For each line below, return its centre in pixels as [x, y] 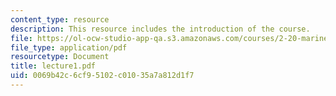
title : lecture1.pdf [53, 66]
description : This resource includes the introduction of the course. [160, 29]
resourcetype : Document [60, 57]
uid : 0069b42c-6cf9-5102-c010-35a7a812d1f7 [102, 76]
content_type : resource [60, 19]
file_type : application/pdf [69, 47]
